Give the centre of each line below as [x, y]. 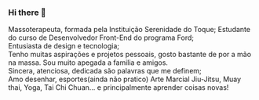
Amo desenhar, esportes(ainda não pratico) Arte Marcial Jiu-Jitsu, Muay [125, 79]
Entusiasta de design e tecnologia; [64, 46]
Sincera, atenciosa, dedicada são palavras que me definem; [105, 71]
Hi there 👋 [27, 12]
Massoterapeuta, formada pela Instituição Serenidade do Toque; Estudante [129, 30]
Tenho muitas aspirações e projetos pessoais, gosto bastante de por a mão [130, 55]
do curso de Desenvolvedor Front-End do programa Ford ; [101, 37]
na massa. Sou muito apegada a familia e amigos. [88, 62]
